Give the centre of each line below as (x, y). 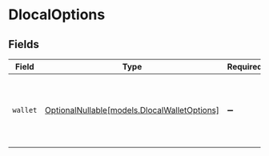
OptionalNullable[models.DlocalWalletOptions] (132, 110)
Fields (24, 44)
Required (245, 67)
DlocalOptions (57, 15)
